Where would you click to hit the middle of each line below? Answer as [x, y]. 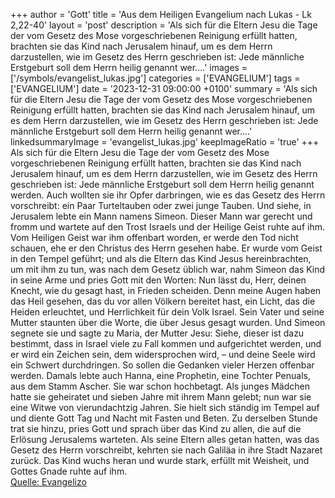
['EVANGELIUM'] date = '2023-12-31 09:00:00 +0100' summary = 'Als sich [164, 88]
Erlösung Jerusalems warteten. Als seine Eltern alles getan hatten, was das [165, 439]
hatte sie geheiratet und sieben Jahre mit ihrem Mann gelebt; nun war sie [161, 397]
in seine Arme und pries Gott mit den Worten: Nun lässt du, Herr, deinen [158, 280]
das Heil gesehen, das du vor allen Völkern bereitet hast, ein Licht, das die [163, 301]
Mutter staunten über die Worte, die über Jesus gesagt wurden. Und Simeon [168, 322]
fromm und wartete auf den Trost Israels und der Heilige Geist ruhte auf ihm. [167, 227]
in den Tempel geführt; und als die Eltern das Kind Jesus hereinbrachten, [161, 258]
